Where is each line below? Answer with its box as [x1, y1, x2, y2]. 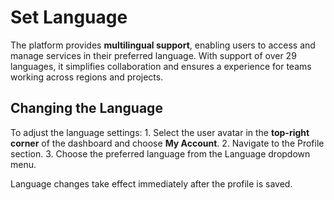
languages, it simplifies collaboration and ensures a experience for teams [10, 60, 312, 72]
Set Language [10, 6, 128, 29]
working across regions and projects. [10, 71, 164, 83]
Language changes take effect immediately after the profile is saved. [10, 177, 293, 190]
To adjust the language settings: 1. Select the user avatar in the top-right [10, 126, 310, 138]
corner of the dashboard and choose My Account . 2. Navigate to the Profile [10, 137, 325, 149]
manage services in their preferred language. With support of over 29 [10, 49, 297, 61]
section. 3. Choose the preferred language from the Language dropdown [10, 147, 311, 160]
